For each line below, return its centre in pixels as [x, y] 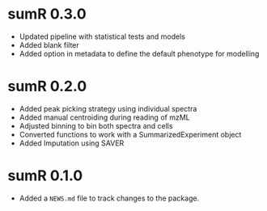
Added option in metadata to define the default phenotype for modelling [139, 53]
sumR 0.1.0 [45, 176]
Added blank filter [49, 44]
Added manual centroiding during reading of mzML [105, 117]
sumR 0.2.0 [47, 87]
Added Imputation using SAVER [72, 143]
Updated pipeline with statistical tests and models [102, 36]
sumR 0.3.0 [47, 14]
